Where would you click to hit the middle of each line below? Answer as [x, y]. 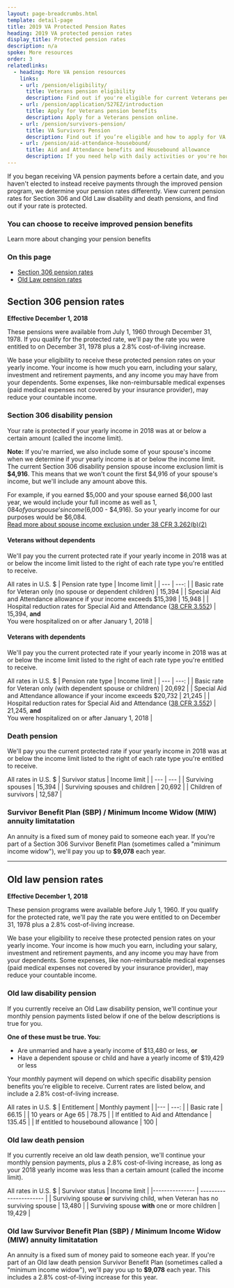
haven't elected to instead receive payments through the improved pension [115, 183]
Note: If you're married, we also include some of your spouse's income [109, 451]
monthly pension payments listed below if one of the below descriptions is [114, 1016]
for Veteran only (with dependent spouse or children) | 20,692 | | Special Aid [117, 688]
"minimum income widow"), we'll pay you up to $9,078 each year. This [109, 1270]
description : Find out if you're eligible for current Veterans [121, 98]
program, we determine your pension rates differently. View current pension [116, 191]
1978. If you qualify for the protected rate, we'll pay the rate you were [106, 340]
